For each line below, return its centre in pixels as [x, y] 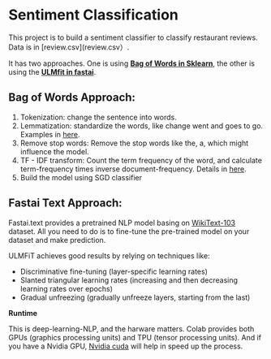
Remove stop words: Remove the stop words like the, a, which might [134, 143]
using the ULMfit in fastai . [52, 71]
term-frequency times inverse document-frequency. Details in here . [133, 169]
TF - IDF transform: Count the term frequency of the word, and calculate [141, 160]
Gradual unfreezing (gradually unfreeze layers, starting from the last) [135, 297]
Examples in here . [50, 134]
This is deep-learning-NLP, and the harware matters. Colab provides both [131, 329]
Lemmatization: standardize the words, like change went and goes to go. [142, 125]
